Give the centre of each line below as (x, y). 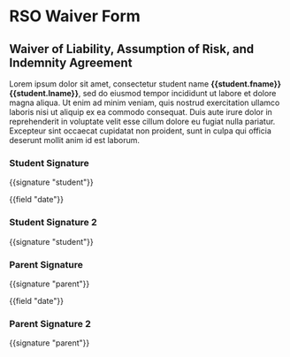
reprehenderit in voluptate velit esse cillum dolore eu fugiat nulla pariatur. (142, 122)
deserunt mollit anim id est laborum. (74, 140)
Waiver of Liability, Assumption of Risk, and (132, 49)
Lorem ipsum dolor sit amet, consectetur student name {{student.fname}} (145, 84)
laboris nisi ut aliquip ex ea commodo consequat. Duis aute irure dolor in (141, 112)
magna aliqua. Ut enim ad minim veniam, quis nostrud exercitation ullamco (145, 103)
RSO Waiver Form (75, 16)
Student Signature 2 (53, 223)
